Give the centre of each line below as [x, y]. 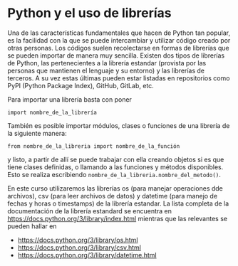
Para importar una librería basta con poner [69, 99]
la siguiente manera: [37, 133]
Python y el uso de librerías [90, 13]
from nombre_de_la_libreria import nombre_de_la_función [94, 146]
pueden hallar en [32, 226]
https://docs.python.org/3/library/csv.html [79, 248]
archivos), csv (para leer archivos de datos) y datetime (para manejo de [113, 196]
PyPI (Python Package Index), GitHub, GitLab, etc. [81, 85]
